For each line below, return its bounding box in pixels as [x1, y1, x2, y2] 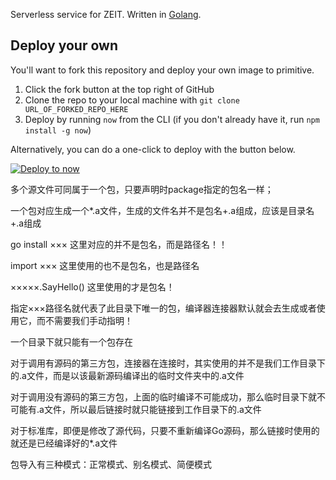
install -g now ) [24, 124, 92, 136]
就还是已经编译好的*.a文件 [10, 437, 118, 449]
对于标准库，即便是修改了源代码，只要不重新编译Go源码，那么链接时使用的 [10, 424, 320, 436]
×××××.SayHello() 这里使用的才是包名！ [10, 280, 175, 293]
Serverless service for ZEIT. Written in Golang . [10, 9, 202, 20]
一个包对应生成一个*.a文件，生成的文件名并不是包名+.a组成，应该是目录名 [10, 204, 315, 216]
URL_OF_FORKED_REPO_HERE [24, 104, 129, 114]
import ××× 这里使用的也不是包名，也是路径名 [10, 259, 200, 271]
